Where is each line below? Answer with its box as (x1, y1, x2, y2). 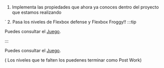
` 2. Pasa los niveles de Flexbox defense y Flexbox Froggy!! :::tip (4, 19, 137, 25)
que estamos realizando (11, 9, 62, 15)
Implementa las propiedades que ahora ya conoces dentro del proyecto (11, 4, 159, 10)
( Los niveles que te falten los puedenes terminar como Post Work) (4, 57, 142, 63)
